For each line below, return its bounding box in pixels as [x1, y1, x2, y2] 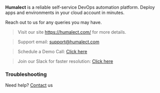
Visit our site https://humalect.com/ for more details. [17, 29, 126, 35]
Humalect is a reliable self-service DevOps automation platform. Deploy [5, 5, 155, 10]
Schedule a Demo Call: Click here [17, 49, 87, 54]
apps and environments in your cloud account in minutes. [5, 10, 125, 16]
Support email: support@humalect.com [17, 39, 99, 45]
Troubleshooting [5, 70, 47, 77]
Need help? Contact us [5, 82, 53, 88]
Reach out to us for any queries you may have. [5, 20, 102, 25]
